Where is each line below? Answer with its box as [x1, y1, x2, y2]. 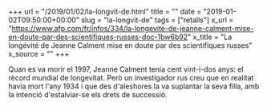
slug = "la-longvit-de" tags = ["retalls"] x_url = [81, 15, 234, 25]
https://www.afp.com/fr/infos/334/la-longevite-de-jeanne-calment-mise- [11, 24, 254, 33]
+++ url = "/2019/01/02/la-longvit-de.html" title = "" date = [8, 7, 202, 16]
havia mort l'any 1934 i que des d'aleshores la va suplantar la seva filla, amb [8, 81, 260, 91]
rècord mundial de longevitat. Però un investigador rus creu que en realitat [8, 73, 254, 82]
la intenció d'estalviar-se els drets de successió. [8, 90, 168, 99]
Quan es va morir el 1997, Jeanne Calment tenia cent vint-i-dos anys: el [8, 65, 244, 74]
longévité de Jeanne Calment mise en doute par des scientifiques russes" [8, 41, 253, 50]
